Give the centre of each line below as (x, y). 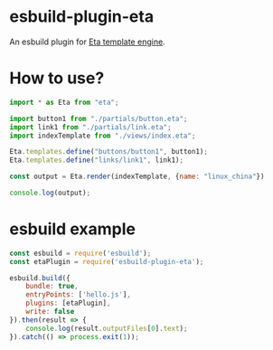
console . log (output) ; (50, 193)
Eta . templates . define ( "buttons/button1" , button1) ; (108, 152)
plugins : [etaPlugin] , (68, 303)
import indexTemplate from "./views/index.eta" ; (103, 136)
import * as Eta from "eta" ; (64, 102)
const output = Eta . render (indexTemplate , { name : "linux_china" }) (137, 177)
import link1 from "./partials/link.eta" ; (90, 127)
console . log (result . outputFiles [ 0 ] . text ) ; (107, 328)
